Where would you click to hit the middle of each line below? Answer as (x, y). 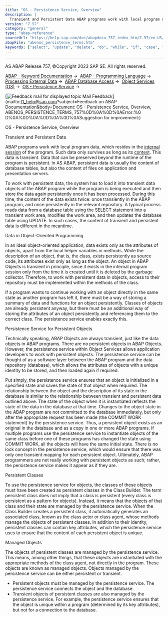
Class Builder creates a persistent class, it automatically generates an (77, 511)
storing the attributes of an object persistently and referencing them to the (82, 314)
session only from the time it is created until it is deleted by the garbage (79, 272)
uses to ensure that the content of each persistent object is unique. (74, 533)
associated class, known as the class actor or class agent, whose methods (82, 517)
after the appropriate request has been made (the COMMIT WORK (73, 417)
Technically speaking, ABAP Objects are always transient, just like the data (82, 338)
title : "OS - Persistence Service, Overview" (53, 10)
